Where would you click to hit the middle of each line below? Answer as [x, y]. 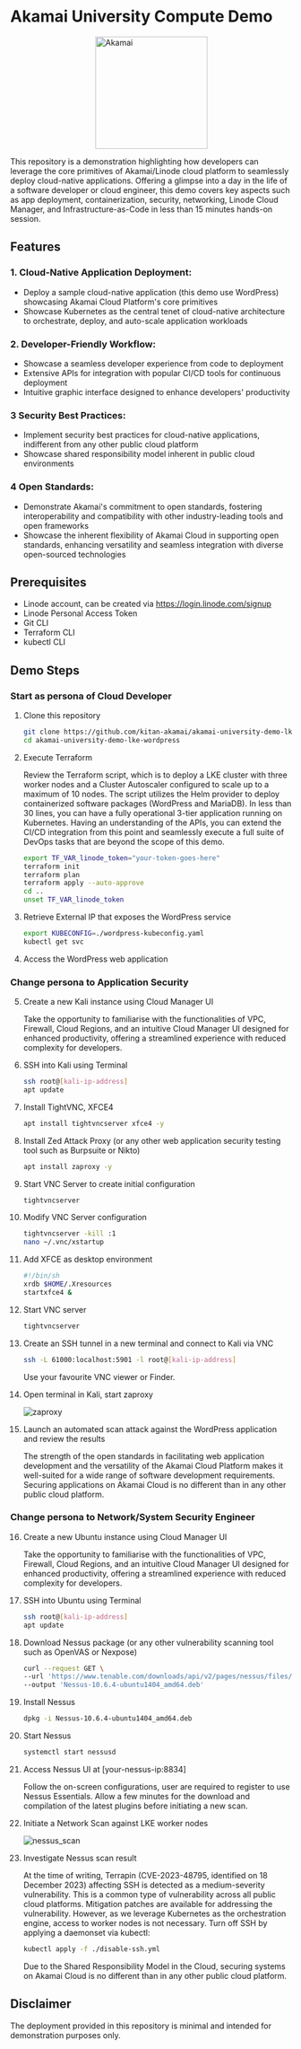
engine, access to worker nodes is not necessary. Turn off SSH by [145, 1922]
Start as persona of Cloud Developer [91, 696]
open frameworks [56, 525]
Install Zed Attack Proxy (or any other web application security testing [152, 1140]
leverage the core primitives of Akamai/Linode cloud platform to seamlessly [150, 171]
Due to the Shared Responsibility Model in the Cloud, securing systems [154, 1966]
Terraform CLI [49, 633]
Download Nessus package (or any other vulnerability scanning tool [148, 1642]
